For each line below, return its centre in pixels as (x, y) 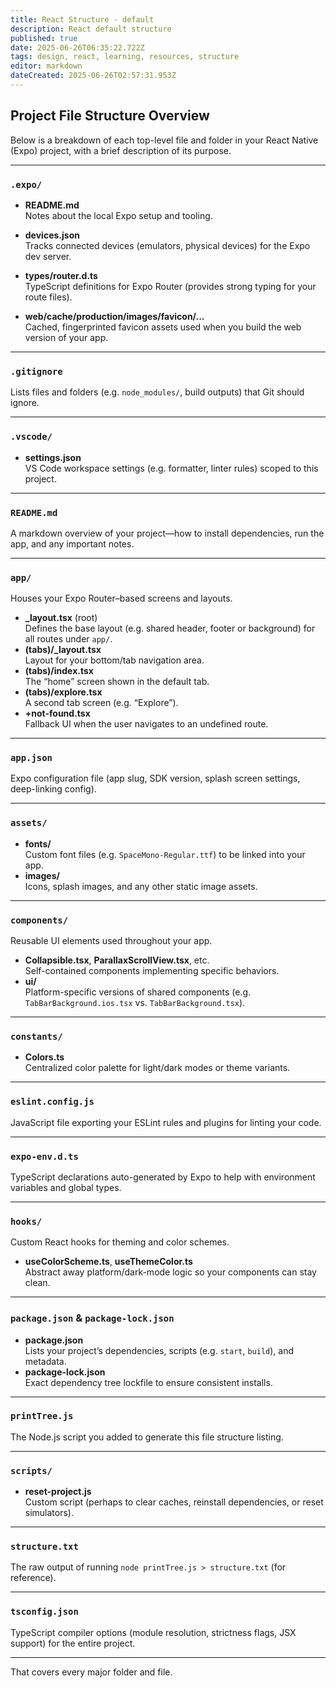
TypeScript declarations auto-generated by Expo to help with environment (163, 1177)
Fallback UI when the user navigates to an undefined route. (146, 724)
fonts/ (38, 843)
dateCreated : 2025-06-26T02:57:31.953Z (93, 76)
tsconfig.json (44, 1612)
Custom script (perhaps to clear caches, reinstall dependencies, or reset (174, 1502)
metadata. (45, 1361)
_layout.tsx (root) (61, 618)
